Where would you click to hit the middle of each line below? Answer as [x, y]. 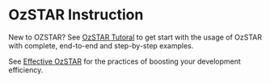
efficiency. [26, 69]
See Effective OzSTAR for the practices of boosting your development [124, 61]
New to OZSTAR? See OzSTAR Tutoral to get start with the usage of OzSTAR [135, 37]
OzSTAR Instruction [76, 15]
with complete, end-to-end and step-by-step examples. [101, 45]
